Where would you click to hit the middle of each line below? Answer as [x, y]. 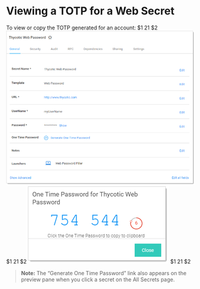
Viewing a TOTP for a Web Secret [90, 11]
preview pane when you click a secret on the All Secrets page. [98, 279]
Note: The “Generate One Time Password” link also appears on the [104, 273]
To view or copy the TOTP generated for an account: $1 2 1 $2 [82, 28]
